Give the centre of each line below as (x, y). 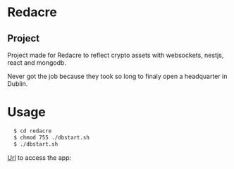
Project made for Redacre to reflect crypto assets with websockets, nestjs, (116, 55)
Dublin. (18, 84)
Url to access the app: (39, 157)
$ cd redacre (33, 131)
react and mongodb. (37, 63)
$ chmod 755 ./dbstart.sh (52, 137)
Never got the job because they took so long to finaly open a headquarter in (117, 76)
